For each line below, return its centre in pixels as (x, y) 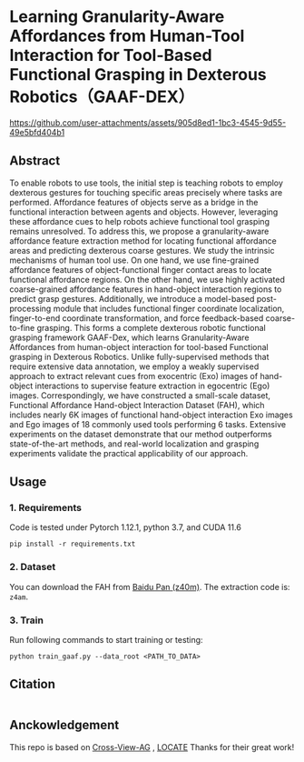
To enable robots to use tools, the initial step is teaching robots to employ (147, 183)
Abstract (35, 161)
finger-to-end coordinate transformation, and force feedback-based (137, 318)
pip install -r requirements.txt (73, 544)
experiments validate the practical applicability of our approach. (129, 453)
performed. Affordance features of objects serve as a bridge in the (134, 202)
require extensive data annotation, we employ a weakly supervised (134, 366)
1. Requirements (46, 508)
